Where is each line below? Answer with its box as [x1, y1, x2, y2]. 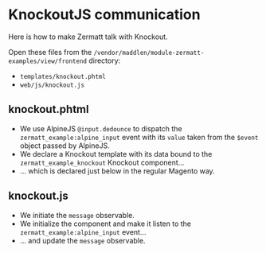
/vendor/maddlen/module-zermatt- [93, 49, 205, 56]
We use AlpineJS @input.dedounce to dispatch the [19, 123, 182, 133]
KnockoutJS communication [8, 6, 201, 24]
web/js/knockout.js [19, 81, 85, 89]
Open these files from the [8, 47, 92, 56]
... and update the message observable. [19, 235, 146, 245]
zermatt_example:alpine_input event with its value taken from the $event [19, 132, 259, 142]
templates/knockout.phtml [19, 72, 106, 80]
